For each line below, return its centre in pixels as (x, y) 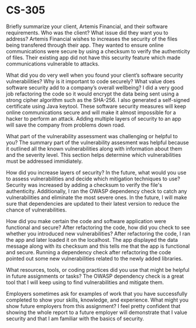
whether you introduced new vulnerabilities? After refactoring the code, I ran (98, 233)
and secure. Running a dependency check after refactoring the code (89, 252)
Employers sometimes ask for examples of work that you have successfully (97, 293)
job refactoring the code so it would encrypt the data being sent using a (92, 94)
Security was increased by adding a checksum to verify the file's (84, 184)
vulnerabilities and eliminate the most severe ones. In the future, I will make (97, 197)
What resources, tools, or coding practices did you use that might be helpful (98, 269)
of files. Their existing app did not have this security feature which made (93, 57)
